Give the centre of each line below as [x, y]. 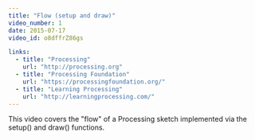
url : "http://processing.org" [73, 67]
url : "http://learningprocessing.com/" [89, 96]
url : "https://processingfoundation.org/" [94, 82]
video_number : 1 [35, 23]
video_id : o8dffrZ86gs [46, 38]
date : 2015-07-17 [37, 30]
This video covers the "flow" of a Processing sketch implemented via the [128, 119]
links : [19, 52]
